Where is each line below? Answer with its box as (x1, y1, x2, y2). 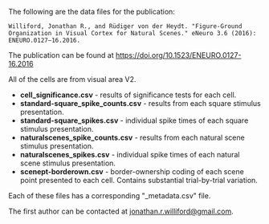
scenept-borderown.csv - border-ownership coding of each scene (19, 167, 245, 176)
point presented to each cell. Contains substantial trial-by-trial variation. (19, 176, 259, 185)
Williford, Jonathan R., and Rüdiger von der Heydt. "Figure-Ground (8, 22, 243, 31)
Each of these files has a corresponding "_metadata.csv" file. (8, 191, 211, 200)
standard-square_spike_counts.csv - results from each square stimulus (19, 99, 261, 108)
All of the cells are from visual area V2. (8, 75, 137, 83)
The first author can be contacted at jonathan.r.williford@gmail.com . (8, 206, 234, 216)
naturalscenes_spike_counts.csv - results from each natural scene (19, 132, 245, 142)
